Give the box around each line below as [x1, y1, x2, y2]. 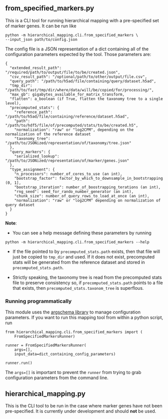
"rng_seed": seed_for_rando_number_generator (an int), [14, 189, 134, 194]
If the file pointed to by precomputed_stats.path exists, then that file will [12, 248, 160, 254]
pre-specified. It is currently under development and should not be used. [5, 408, 156, 414]
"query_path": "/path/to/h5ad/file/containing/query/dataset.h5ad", [10, 78, 156, 84]
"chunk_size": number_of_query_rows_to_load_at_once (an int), [14, 193, 150, 198]
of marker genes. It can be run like [5, 23, 76, 29]
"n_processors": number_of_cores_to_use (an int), [14, 171, 123, 176]
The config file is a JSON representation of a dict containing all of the [5, 45, 149, 52]
